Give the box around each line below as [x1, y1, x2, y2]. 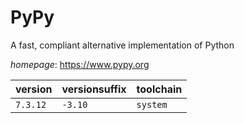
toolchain [136, 82, 183, 96]
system [136, 99, 168, 110]
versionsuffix [61, 82, 127, 96]
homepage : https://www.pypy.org [10, 58, 150, 70]
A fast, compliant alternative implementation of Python [10, 39, 235, 51]
